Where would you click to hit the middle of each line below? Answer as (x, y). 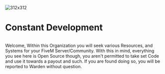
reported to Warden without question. (43, 66)
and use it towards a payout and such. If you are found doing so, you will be (83, 61)
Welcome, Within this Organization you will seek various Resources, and (79, 45)
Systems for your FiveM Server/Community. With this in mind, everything (80, 51)
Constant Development (54, 28)
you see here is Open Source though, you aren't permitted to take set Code (82, 56)
